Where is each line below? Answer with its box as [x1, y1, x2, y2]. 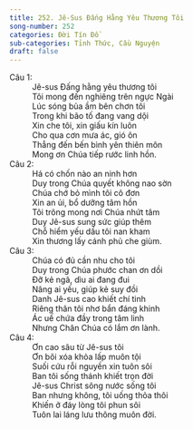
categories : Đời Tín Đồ [9, 30, 100, 39]
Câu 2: [9, 159, 34, 170]
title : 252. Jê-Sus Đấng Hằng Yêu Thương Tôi [9, 13, 184, 23]
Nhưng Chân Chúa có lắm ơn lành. [32, 323, 160, 334]
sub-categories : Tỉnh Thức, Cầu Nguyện [9, 38, 160, 48]
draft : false [9, 47, 59, 56]
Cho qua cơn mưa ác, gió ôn [32, 130, 138, 141]
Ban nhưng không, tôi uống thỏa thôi [32, 390, 169, 401]
